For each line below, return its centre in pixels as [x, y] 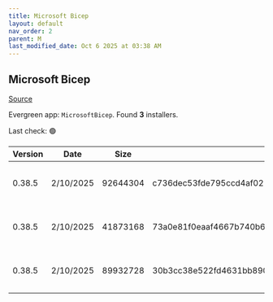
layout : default [36, 24]
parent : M [25, 39]
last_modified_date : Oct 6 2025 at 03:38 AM [85, 46]
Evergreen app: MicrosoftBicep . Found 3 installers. [93, 114]
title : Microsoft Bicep [49, 16]
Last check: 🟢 [32, 130]
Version [28, 154]
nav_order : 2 [30, 31]
